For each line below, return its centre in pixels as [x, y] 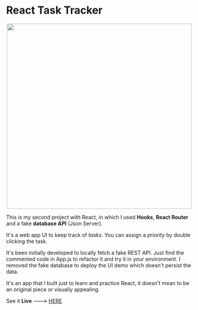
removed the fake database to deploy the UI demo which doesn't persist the [99, 265]
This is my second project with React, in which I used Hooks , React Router [97, 217]
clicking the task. [27, 241]
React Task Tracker [54, 10]
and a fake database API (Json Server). [54, 223]
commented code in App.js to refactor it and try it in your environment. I [93, 259]
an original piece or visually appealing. [53, 289]
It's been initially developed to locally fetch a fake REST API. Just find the [95, 253]
